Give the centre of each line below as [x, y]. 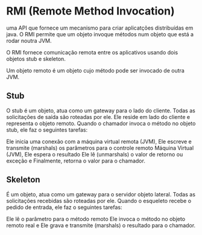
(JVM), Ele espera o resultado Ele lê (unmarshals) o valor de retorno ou [95, 154]
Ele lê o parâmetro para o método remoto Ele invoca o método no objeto [96, 219]
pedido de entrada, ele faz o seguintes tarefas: [64, 207]
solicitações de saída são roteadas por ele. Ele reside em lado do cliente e [98, 117]
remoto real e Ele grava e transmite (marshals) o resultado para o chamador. [101, 225]
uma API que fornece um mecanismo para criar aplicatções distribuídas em [100, 28]
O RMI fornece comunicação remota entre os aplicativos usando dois [92, 52]
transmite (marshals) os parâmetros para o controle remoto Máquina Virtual [100, 148]
